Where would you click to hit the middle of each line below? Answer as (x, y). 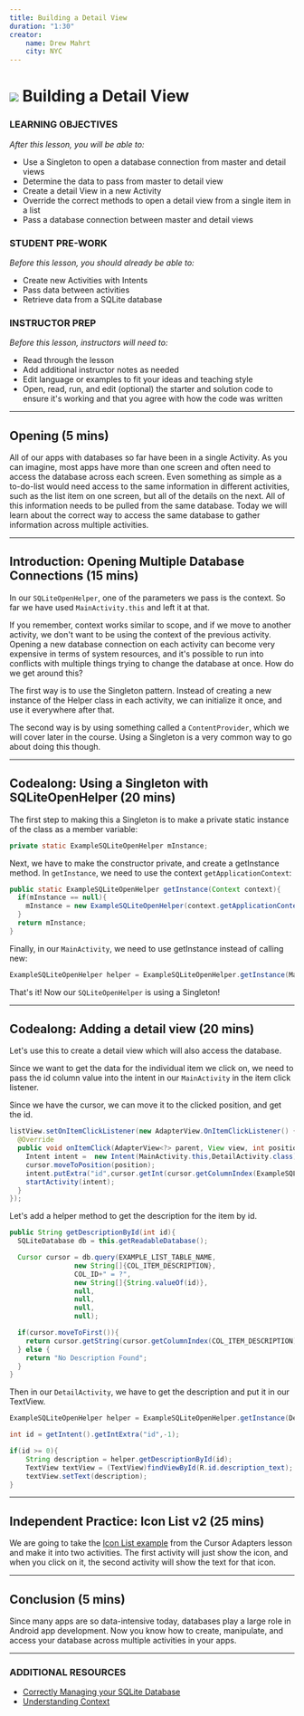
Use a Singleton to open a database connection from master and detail (154, 162)
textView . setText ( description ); (86, 1476)
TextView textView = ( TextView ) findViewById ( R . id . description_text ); (160, 1468)
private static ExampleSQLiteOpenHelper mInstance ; (109, 846)
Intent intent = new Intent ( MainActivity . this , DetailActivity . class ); (163, 1157)
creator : (26, 34)
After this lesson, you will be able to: (77, 144)
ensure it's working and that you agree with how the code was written (152, 398)
